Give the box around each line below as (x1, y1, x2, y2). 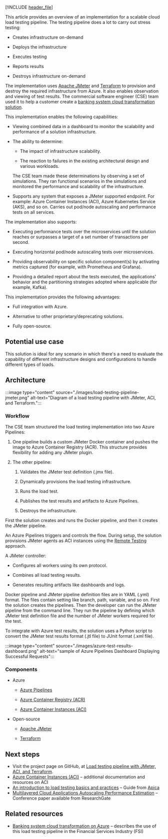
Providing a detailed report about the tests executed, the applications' (12, 274, 156, 279)
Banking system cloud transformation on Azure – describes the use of (12, 823, 156, 829)
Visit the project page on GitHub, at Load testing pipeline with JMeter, (12, 763, 156, 769)
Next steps (5, 750, 40, 758)
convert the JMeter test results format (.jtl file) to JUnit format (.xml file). (5, 633, 154, 639)
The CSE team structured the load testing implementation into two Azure (5, 424, 155, 430)
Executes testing (12, 54, 47, 60)
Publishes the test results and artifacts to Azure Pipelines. (19, 498, 139, 504)
